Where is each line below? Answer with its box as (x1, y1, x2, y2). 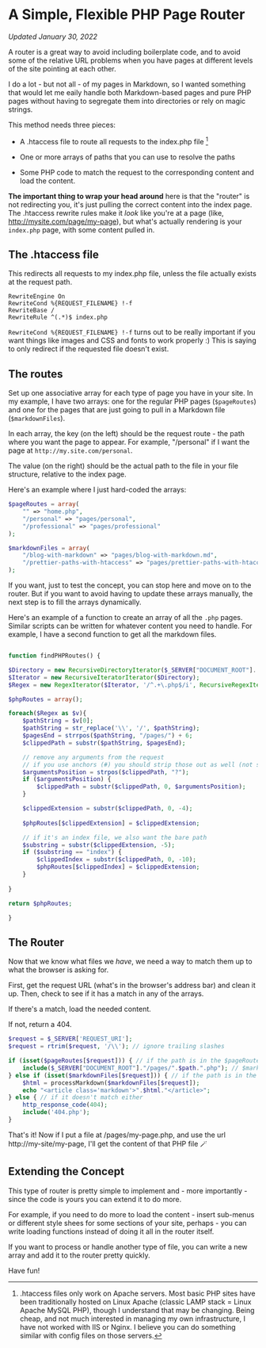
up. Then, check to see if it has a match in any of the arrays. (8, 989, 204, 998)
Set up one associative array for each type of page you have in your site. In (8, 389, 253, 398)
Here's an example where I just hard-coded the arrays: (8, 485, 187, 495)
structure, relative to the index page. (8, 469, 127, 479)
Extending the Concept (8, 1165, 125, 1178)
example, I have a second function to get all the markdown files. (8, 630, 217, 639)
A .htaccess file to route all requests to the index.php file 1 (19, 135, 208, 146)
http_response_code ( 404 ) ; (22, 1101, 108, 1109)
